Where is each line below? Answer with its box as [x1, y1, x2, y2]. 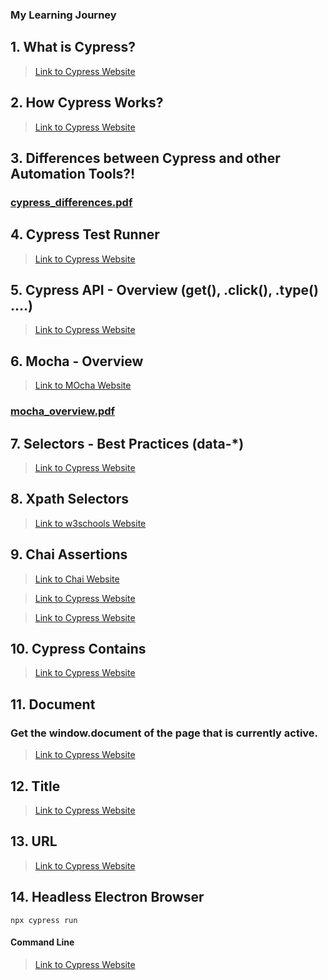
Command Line [10, 936, 75, 948]
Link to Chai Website [34, 573, 120, 585]
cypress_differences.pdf [10, 195, 133, 209]
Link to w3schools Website [34, 517, 147, 529]
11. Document [10, 696, 96, 713]
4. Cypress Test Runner [10, 226, 160, 243]
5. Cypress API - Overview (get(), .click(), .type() [10, 282, 319, 299]
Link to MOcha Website [34, 379, 132, 392]
